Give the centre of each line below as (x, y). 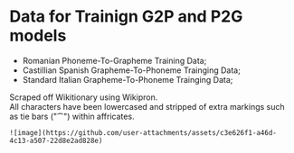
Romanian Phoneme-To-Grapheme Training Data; (114, 60)
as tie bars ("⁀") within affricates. (72, 116)
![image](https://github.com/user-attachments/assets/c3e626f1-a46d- (143, 132)
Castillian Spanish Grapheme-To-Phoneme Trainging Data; (132, 70)
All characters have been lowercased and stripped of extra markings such (147, 106)
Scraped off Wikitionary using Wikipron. (84, 97)
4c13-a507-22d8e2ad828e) (56, 140)
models (38, 36)
